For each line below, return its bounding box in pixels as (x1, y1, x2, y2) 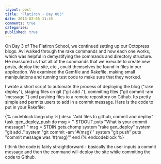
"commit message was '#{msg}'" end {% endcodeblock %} (5, 134, 124, 140)
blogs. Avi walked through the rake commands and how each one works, (5, 48, 150, 54)
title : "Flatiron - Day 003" (5, 12, 64, 17)
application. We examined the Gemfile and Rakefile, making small (5, 69, 135, 74)
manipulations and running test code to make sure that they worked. (5, 74, 142, 80)
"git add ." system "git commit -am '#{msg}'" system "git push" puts (5, 129, 142, 135)
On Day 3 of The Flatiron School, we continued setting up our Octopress (5, 43, 149, 49)
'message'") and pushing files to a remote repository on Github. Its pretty (5, 94, 151, 100)
